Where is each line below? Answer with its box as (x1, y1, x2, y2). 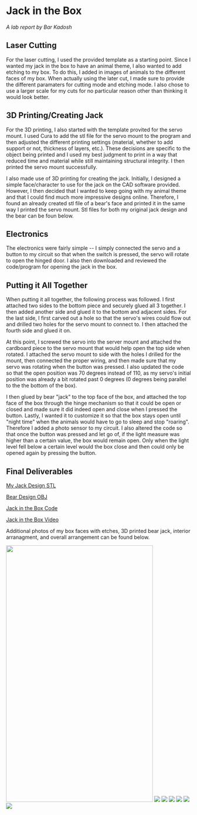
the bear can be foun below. (6, 212, 74, 219)
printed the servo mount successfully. (6, 163, 98, 171)
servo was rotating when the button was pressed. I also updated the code (6, 364, 184, 371)
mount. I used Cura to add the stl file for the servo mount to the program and (6, 132, 191, 139)
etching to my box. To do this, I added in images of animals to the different (6, 69, 186, 76)
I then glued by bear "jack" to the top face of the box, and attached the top (6, 393, 186, 400)
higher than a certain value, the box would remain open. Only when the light (6, 437, 189, 444)
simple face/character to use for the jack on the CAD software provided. (6, 181, 181, 188)
